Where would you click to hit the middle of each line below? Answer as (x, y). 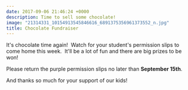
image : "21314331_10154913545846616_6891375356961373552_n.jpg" (88, 22)
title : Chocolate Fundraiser (42, 28)
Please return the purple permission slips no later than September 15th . (94, 69)
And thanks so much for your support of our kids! (67, 81)
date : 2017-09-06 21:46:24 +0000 (48, 12)
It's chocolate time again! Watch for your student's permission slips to (93, 45)
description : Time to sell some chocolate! (61, 17)
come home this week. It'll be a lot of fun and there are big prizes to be (94, 52)
